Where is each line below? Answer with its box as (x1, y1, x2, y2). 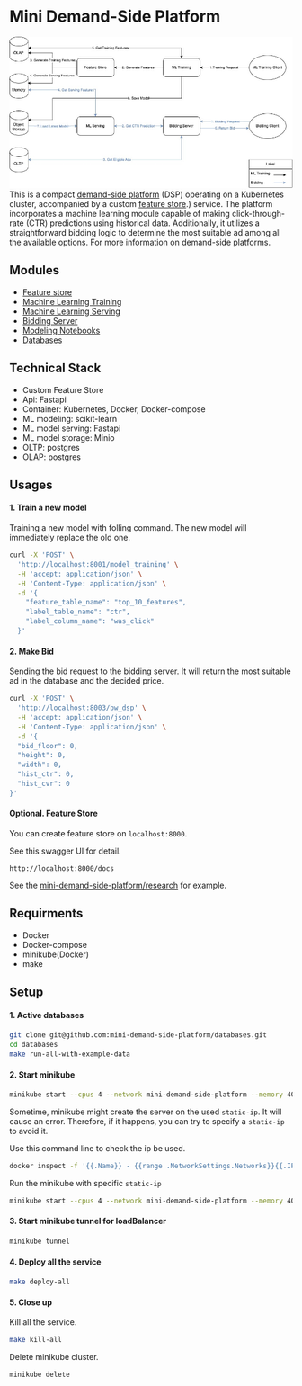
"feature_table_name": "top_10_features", (25, 598, 187, 607)
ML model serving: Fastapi (22, 423, 121, 434)
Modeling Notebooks (22, 325, 101, 335)
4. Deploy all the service (9, 1256, 102, 1267)
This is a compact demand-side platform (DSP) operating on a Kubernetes (9, 189, 285, 200)
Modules (9, 263, 60, 278)
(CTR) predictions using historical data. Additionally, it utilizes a (25, 218, 261, 228)
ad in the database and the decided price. (9, 675, 164, 686)
